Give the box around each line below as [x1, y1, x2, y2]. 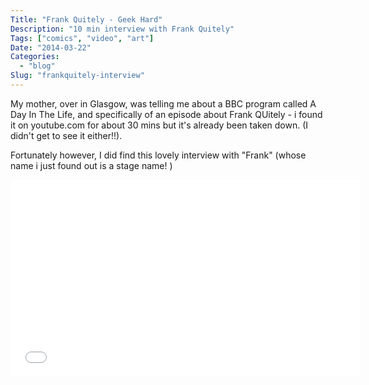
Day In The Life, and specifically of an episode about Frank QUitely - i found [10, 108, 323, 120]
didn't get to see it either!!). [10, 129, 123, 141]
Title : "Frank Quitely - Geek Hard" [10, 14, 163, 25]
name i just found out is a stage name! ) [10, 159, 173, 171]
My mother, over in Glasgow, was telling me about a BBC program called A [10, 97, 317, 110]
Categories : [10, 52, 60, 62]
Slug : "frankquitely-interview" [10, 71, 145, 81]
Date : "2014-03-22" [10, 42, 92, 53]
